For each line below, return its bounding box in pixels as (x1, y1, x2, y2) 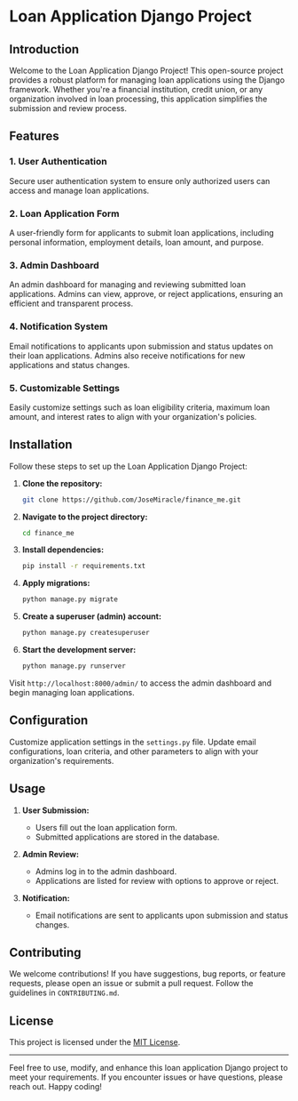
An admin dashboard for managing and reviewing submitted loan (9, 279, 247, 290)
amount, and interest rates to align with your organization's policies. (9, 411, 257, 422)
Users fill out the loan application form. (35, 822, 177, 832)
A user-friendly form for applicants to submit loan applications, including (9, 227, 274, 237)
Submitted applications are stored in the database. (35, 832, 220, 842)
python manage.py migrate (21, 595, 118, 604)
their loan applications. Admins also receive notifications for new (9, 350, 246, 361)
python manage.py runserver (21, 662, 126, 671)
